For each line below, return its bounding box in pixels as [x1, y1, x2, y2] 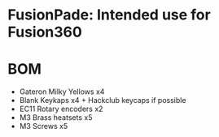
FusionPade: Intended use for [7, 6, 211, 24]
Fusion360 [7, 23, 82, 41]
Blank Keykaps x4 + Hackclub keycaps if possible [19, 96, 186, 105]
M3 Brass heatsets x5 [19, 113, 93, 122]
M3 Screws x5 [19, 122, 68, 131]
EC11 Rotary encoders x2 [19, 104, 103, 114]
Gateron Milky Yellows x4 [19, 87, 105, 96]
